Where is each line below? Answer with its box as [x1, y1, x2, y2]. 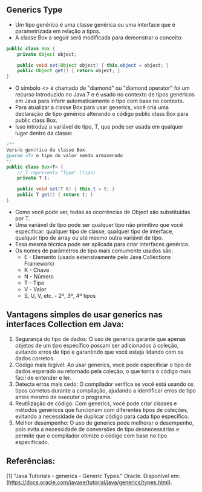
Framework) [24, 260, 54, 267]
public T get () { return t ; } [17, 192, 94, 198]
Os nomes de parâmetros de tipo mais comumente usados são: [15, 247, 174, 254]
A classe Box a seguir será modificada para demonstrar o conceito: [15, 33, 183, 41]
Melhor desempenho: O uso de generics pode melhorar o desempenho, [15, 419, 194, 426]
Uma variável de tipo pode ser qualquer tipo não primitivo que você [15, 221, 183, 228]
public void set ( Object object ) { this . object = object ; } [17, 62, 169, 69]
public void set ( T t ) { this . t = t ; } [17, 186, 115, 192]
